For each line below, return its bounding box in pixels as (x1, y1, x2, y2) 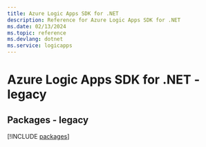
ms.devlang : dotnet (7, 36, 64, 43)
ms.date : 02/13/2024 (7, 23, 67, 30)
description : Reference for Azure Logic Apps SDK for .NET (7, 17, 181, 23)
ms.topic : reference (7, 29, 67, 37)
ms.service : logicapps (7, 42, 73, 49)
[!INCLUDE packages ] (7, 133, 70, 140)
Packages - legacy (7, 114, 88, 126)
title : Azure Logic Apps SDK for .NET (7, 10, 119, 17)
